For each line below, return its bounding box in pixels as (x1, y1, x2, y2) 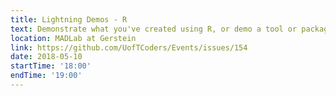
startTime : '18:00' (10, 61, 92, 71)
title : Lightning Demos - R (10, 14, 128, 25)
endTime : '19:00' (10, 71, 83, 81)
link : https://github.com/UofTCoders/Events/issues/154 (10, 42, 248, 53)
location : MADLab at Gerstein (10, 33, 137, 43)
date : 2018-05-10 (10, 52, 83, 62)
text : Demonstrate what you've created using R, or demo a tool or (10, 24, 298, 34)
